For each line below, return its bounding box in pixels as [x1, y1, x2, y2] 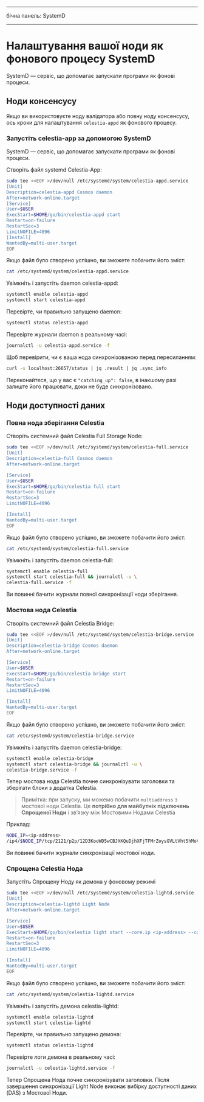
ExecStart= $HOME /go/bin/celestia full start [6, 483, 121, 490]
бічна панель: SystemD [6, 12, 66, 19]
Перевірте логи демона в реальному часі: [6, 1053, 116, 1061]
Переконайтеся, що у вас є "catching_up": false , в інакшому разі [6, 376, 177, 383]
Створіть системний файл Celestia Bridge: [6, 619, 115, 627]
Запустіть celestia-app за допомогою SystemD [6, 134, 152, 142]
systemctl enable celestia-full [6, 568, 88, 574]
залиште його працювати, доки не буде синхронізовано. [6, 383, 153, 390]
